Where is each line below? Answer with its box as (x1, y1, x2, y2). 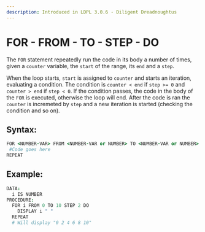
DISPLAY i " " (17, 208, 53, 215)
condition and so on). (6, 107, 60, 114)
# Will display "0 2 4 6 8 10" (12, 220, 92, 226)
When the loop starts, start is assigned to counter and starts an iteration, (6, 74, 191, 82)
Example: (6, 169, 43, 180)
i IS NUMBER (12, 191, 43, 197)
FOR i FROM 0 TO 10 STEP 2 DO (12, 203, 89, 209)
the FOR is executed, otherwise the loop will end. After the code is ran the (6, 93, 190, 101)
